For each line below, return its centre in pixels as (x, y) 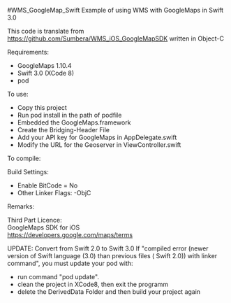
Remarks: (21, 206)
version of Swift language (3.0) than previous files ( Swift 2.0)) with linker (112, 256)
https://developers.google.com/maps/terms (70, 235)
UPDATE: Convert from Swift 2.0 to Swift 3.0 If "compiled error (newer (108, 248)
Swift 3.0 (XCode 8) (46, 73)
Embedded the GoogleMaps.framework (74, 122)
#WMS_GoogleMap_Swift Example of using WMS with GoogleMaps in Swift (115, 10)
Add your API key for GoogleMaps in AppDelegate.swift (97, 137)
